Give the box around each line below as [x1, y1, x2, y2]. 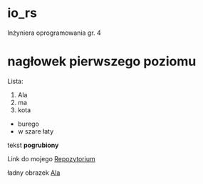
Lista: [7, 77, 24, 85]
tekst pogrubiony [7, 141, 59, 149]
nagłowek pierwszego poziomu [7, 53, 197, 70]
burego [17, 119, 39, 128]
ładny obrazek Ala [7, 168, 61, 177]
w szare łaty [17, 126, 54, 136]
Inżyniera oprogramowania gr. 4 [7, 28, 101, 37]
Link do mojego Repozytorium [7, 154, 95, 163]
